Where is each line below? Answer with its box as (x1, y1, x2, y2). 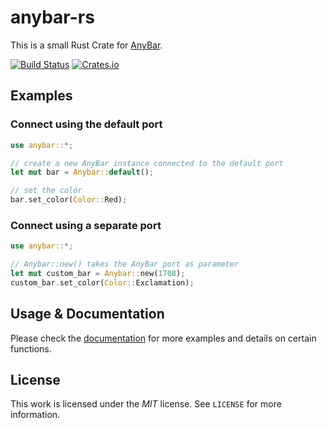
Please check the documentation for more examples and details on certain (10, 332, 317, 344)
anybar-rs (10, 6, 95, 29)
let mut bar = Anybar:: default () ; (10, 167, 155, 178)
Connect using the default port (10, 117, 163, 131)
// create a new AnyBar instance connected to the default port (10, 158, 284, 168)
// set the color (10, 186, 83, 196)
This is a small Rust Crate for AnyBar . (10, 39, 163, 51)
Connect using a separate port (10, 218, 162, 232)
